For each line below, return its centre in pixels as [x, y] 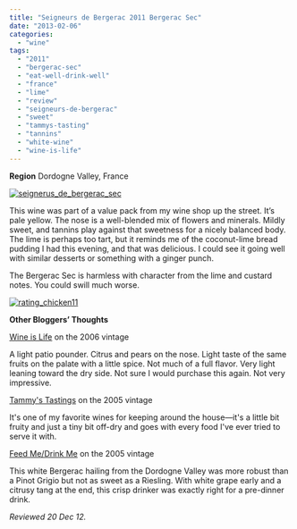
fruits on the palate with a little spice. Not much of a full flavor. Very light [142, 364]
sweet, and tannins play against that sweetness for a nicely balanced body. [148, 230]
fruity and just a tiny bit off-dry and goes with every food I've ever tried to [145, 426]
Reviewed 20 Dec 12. [48, 516]
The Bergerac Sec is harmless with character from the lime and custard [141, 275]
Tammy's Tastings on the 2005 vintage [81, 399]
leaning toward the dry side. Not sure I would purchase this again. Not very [148, 373]
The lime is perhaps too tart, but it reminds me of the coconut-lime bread [144, 239]
